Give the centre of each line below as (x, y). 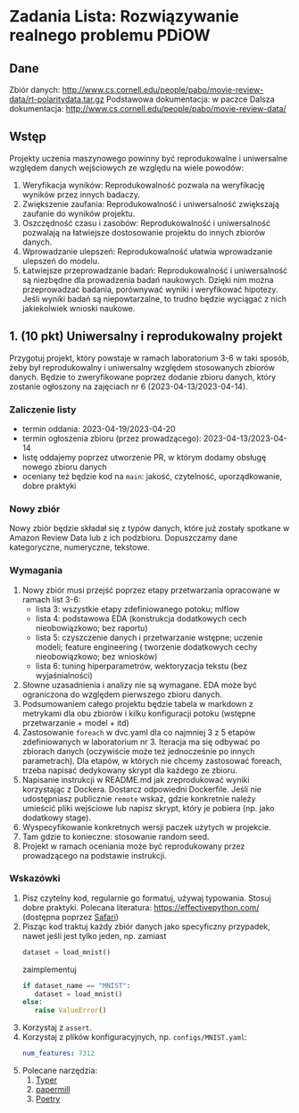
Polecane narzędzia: (60, 1071)
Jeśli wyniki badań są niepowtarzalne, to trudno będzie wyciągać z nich (154, 299)
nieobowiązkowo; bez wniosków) (96, 656)
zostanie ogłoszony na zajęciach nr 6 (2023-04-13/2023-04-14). (129, 386)
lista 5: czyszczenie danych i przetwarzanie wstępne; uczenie (149, 637)
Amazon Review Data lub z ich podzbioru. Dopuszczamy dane (124, 538)
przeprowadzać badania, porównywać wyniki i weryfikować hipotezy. (150, 289)
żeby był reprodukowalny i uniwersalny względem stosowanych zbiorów (142, 367)
